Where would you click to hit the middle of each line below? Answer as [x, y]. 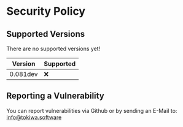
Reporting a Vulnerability [55, 96]
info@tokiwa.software [34, 117]
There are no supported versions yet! [53, 48]
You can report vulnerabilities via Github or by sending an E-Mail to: [92, 110]
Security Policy [46, 11]
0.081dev [24, 74]
